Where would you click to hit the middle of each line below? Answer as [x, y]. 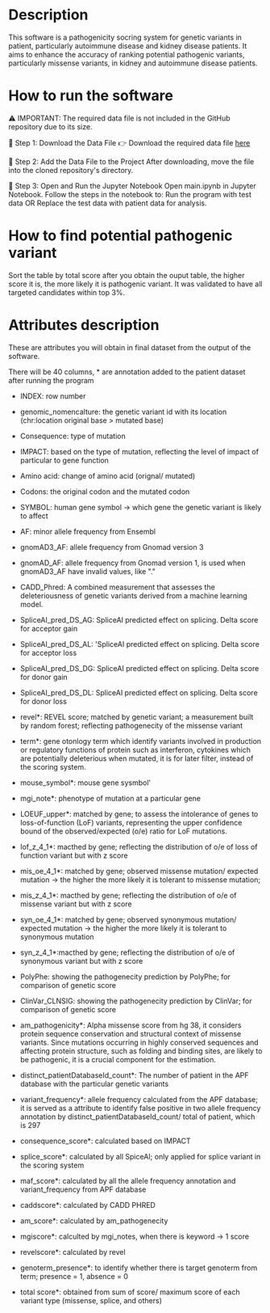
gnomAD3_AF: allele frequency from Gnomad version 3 [112, 547]
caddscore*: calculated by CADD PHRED [87, 1205]
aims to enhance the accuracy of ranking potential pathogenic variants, [127, 54]
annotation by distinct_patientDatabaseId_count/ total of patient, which [137, 1117]
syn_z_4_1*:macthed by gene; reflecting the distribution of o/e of [127, 952]
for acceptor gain [49, 628]
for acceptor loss [48, 652]
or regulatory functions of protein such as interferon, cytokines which [135, 749]
